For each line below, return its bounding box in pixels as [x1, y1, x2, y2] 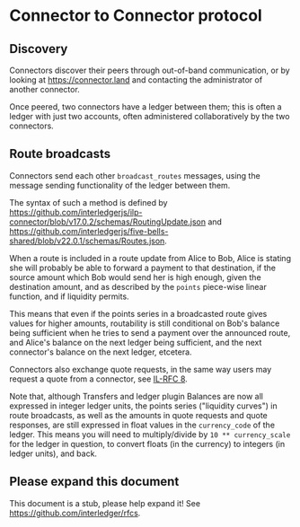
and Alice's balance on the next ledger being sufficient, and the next [9, 337, 262, 347]
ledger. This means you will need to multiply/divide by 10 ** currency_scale [9, 428, 291, 440]
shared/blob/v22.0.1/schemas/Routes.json [9, 235, 165, 246]
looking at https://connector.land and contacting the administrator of [9, 75, 263, 85]
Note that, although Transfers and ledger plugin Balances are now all [9, 391, 263, 401]
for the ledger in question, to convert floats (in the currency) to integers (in [9, 438, 286, 449]
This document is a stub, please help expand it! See [9, 497, 200, 508]
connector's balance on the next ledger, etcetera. [9, 347, 192, 357]
